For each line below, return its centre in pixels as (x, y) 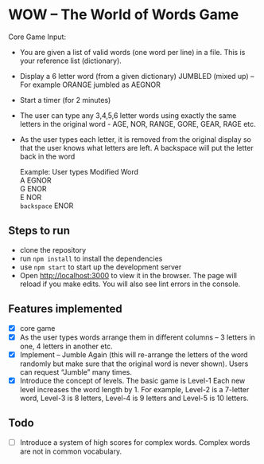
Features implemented (65, 309)
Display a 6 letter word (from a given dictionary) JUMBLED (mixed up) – (137, 76)
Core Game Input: (37, 37)
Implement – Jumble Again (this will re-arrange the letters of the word (134, 354)
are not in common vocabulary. (70, 451)
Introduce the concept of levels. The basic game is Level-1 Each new (132, 380)
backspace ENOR (47, 206)
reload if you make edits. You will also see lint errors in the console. (130, 284)
